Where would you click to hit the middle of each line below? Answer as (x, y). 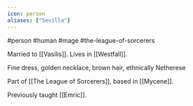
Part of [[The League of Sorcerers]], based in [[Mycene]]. (91, 81)
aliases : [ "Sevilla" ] (39, 20)
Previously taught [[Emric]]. (47, 95)
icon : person (26, 14)
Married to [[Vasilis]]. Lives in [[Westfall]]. (67, 54)
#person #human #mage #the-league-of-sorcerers (81, 40)
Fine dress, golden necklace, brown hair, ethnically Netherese (96, 67)
